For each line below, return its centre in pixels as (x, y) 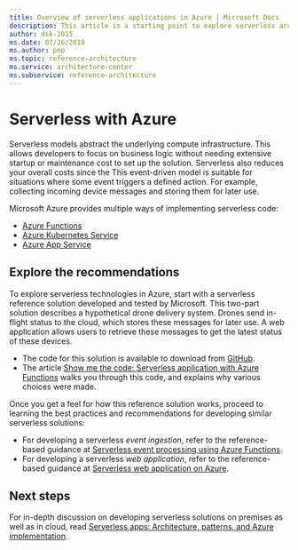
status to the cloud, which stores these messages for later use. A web (157, 322)
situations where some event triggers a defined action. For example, (133, 181)
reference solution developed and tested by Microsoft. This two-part (134, 303)
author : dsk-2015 (41, 34)
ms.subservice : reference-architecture (83, 76)
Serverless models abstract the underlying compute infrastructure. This (140, 144)
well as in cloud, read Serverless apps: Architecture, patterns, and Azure (142, 527)
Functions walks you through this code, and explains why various (141, 377)
